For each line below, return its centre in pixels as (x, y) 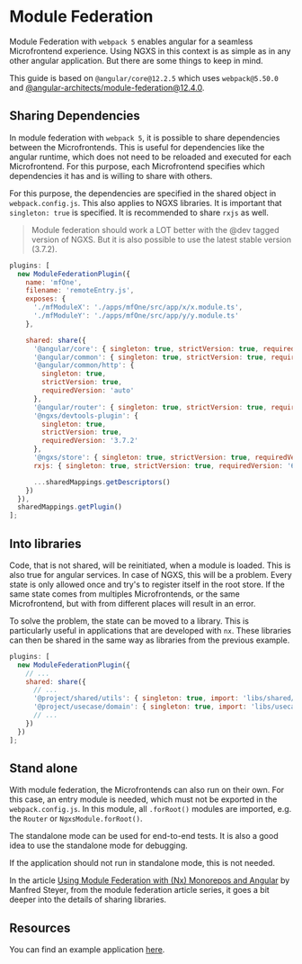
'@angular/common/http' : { (84, 365)
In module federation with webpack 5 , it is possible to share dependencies (145, 138)
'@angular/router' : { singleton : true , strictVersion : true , (150, 407)
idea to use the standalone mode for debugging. (99, 846)
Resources (40, 928)
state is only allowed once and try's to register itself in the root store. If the (147, 584)
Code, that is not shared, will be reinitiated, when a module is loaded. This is (150, 565)
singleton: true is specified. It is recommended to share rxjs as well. (139, 212)
